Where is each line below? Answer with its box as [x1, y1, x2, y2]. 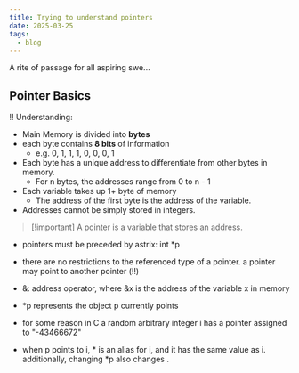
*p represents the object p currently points [21, 300, 179, 312]
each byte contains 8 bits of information [21, 139, 170, 150]
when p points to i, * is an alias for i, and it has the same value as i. [21, 345, 266, 355]
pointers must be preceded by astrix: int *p [21, 239, 181, 250]
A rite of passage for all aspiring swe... [9, 62, 150, 73]
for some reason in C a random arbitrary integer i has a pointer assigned [21, 318, 287, 328]
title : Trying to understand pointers [9, 12, 153, 22]
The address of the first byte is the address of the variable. [35, 195, 252, 206]
